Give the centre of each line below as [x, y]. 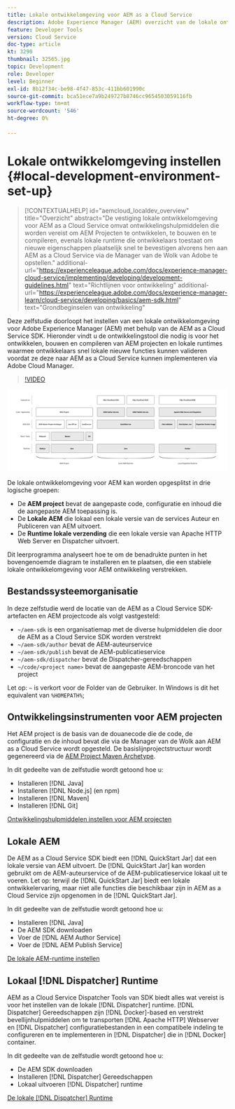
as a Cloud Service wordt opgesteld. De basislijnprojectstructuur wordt [109, 749]
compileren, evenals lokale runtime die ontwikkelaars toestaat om [119, 240]
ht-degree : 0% [28, 118]
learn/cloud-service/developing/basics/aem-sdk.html [101, 300]
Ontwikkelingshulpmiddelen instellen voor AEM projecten [90, 819]
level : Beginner [31, 81]
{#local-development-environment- [114, 176]
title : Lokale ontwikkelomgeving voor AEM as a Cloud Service [100, 15]
